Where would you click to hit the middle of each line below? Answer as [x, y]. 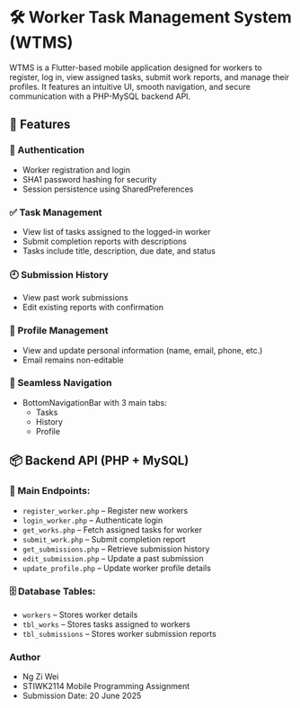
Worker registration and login [76, 170]
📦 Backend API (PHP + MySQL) [99, 461]
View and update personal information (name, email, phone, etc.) [142, 350]
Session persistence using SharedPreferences [108, 189]
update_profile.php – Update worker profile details [116, 568]
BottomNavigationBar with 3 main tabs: [95, 402]
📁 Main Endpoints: [50, 491]
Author [25, 657]
